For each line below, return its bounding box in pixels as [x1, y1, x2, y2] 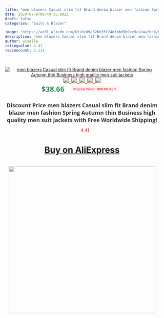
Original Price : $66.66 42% [72, 86, 117, 91]
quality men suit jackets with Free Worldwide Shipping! [6, 116, 158, 124]
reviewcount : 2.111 [5, 48, 45, 53]
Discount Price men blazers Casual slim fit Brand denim [6, 101, 158, 109]
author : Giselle [5, 39, 38, 44]
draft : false [5, 16, 32, 21]
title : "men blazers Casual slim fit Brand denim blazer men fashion [5, 7, 150, 12]
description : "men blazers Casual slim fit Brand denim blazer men [5, 34, 145, 39]
